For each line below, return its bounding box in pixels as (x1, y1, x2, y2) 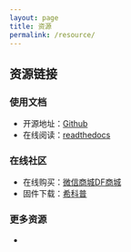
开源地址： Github (22, 118, 88, 129)
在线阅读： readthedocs (22, 129, 111, 141)
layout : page (9, 13, 59, 23)
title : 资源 (9, 22, 52, 31)
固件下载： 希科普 (22, 188, 87, 199)
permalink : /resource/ (9, 30, 96, 39)
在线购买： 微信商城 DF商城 (22, 176, 122, 187)
